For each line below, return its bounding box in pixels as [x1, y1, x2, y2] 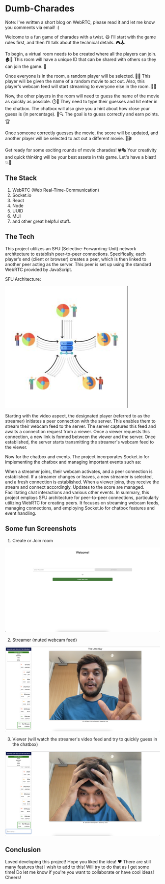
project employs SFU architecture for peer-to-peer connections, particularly [5, 495, 159, 501]
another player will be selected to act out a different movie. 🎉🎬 [5, 135, 132, 141]
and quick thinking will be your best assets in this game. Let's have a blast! [5, 154, 156, 160]
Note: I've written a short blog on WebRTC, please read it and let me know [5, 19, 155, 25]
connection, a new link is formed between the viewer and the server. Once [5, 434, 156, 440]
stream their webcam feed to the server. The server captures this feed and [5, 423, 156, 429]
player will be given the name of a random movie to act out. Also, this [5, 78, 145, 84]
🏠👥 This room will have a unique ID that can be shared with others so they [5, 56, 157, 62]
